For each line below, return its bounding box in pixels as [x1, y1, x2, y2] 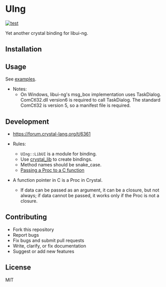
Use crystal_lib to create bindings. [20, 156, 93, 162]
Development [5, 117, 50, 126]
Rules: [12, 141, 27, 147]
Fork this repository [12, 226, 54, 233]
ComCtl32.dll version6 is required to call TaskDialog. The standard [20, 97, 160, 103]
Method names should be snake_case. [20, 161, 101, 167]
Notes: [12, 86, 27, 92]
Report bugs [12, 232, 39, 238]
